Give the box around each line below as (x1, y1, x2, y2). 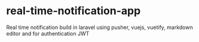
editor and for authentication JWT (6, 30, 90, 37)
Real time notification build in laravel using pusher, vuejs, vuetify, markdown (6, 24, 193, 31)
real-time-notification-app (6, 4, 141, 18)
